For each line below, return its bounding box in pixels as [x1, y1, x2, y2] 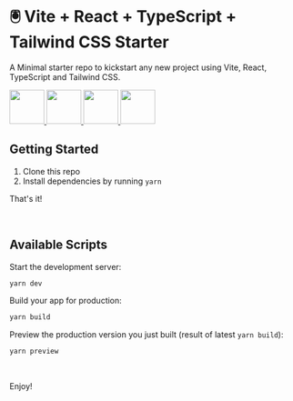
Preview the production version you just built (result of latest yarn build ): [9, 329, 284, 340]
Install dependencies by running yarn [22, 175, 162, 186]
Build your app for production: [9, 296, 123, 306]
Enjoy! [9, 381, 34, 392]
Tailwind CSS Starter [9, 32, 170, 53]
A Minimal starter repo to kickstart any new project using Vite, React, [9, 62, 267, 73]
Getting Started [9, 142, 99, 157]
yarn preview [9, 346, 59, 356]
